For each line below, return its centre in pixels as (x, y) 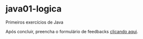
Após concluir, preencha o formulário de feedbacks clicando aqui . (72, 31)
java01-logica (34, 9)
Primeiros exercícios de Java (35, 22)
